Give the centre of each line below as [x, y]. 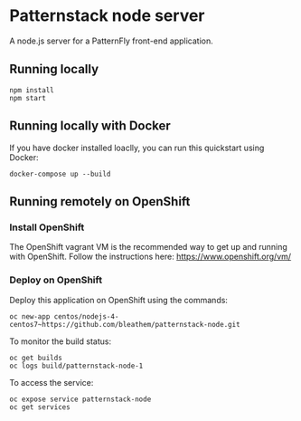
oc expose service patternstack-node [80, 399]
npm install [32, 90]
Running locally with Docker [90, 126]
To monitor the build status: [60, 341]
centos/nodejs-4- [86, 316]
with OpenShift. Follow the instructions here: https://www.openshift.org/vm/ [150, 257]
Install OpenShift [47, 227]
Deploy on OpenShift [56, 280]
